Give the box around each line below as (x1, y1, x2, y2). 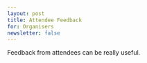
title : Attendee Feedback (7, 17, 82, 24)
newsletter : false (7, 29, 60, 37)
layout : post (7, 10, 45, 17)
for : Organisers (7, 23, 54, 30)
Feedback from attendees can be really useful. (7, 48, 141, 57)
